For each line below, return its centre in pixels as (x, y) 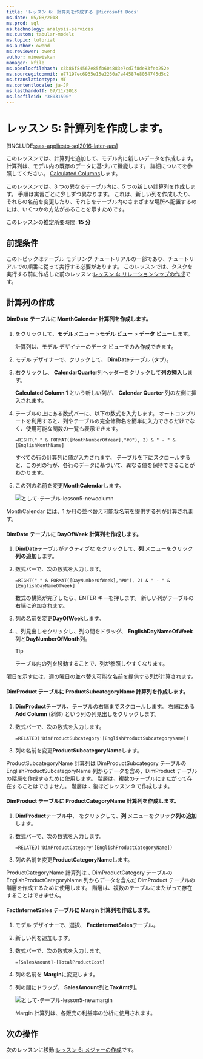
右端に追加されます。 (42, 605)
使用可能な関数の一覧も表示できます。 (73, 429)
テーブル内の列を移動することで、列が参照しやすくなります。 (92, 664)
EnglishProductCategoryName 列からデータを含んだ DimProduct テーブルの (101, 880)
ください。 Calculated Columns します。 (72, 173)
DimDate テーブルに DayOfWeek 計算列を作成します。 (74, 534)
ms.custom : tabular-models (40, 35)
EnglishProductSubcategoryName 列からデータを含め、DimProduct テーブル (102, 771)
